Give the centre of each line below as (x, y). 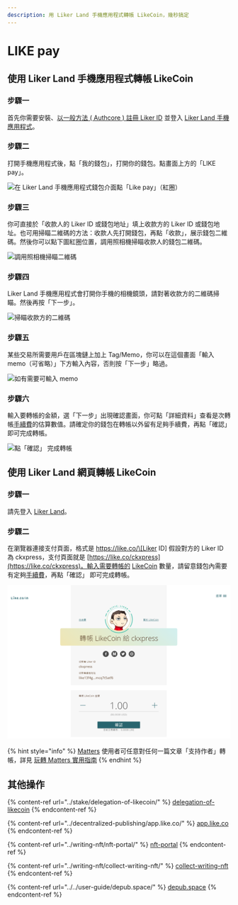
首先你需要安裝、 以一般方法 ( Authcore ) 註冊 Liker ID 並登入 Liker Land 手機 (118, 118)
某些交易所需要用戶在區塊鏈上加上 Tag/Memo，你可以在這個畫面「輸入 (111, 354)
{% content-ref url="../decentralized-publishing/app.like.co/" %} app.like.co (118, 824)
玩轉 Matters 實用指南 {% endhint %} (87, 760)
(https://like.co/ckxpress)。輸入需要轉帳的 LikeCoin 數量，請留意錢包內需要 (118, 566)
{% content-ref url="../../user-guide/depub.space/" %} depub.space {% (112, 887)
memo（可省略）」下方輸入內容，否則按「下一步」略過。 (90, 363)
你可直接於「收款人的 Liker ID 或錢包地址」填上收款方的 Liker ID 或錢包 (110, 224)
